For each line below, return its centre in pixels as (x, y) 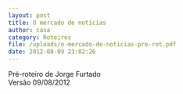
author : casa (29, 30)
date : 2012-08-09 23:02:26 (52, 52)
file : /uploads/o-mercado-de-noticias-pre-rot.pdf (92, 45)
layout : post (29, 15)
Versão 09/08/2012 (39, 82)
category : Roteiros (40, 37)
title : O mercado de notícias (57, 23)
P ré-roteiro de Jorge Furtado (55, 74)
